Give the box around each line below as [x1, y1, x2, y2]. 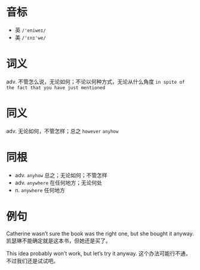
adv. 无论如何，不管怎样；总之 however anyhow [6, 127, 119, 135]
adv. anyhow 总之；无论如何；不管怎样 [14, 171, 107, 178]
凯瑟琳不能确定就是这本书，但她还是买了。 [6, 237, 111, 244]
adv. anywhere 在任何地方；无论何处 [14, 179, 103, 186]
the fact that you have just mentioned [6, 84, 106, 90]
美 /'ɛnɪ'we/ [14, 34, 47, 41]
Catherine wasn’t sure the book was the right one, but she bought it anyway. [6, 230, 194, 237]
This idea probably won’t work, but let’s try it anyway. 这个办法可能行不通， [6, 250, 191, 257]
